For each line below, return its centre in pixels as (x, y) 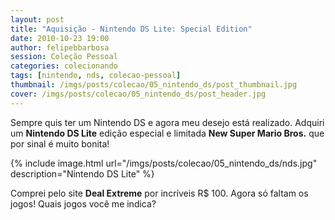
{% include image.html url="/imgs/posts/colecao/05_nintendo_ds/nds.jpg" (164, 163)
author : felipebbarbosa (60, 47)
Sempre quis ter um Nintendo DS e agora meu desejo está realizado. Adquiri (167, 122)
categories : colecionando (64, 66)
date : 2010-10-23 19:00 (60, 38)
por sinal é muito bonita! (60, 143)
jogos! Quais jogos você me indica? (83, 203)
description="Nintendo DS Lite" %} (82, 173)
